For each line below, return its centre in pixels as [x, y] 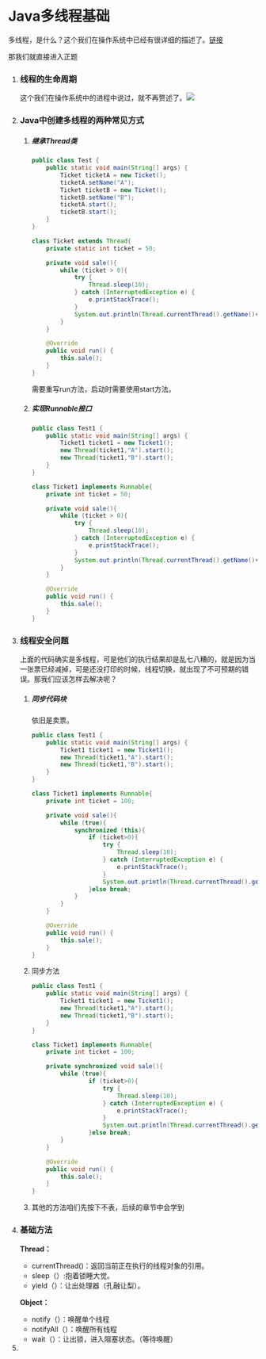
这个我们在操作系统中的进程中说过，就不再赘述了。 [103, 98]
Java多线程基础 [59, 16]
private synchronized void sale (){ [105, 1066]
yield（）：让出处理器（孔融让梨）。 [88, 1285]
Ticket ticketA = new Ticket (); [113, 175]
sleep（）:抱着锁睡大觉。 [73, 1275]
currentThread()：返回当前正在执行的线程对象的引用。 [120, 1265]
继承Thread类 [54, 140]
